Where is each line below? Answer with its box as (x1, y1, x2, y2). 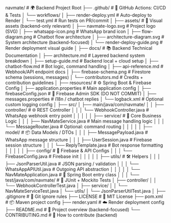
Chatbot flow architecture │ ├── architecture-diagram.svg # (37, 34, 164, 40)
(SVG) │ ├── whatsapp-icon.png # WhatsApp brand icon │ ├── (5, 28, 141, 34)
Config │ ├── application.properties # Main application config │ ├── (5, 85, 151, 91)
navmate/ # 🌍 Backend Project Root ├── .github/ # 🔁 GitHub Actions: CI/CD (5, 5, 166, 11)
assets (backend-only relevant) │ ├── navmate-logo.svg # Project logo (5, 23, 156, 29)
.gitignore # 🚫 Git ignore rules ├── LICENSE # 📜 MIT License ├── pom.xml (5, 193, 163, 199)
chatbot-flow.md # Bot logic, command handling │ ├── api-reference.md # (5, 64, 164, 69)
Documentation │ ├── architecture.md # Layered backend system (5, 52, 145, 58)
